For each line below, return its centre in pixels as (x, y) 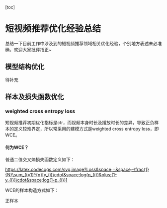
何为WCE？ (17, 147)
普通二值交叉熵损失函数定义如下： (40, 159)
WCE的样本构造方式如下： (32, 190)
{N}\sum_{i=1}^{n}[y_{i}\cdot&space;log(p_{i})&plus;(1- (61, 174)
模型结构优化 (25, 67)
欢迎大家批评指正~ (33, 50)
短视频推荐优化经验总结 (53, 29)
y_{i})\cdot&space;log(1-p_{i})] (36, 180)
